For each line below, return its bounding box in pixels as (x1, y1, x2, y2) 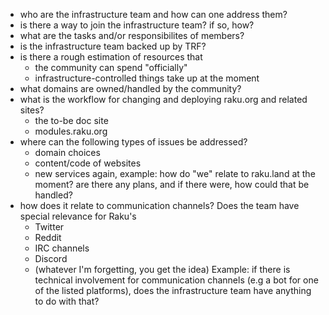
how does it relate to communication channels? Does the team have (19, 200, 300, 211)
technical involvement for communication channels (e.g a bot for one (34, 274, 319, 286)
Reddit (34, 232, 62, 243)
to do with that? (34, 295, 100, 307)
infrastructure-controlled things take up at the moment (34, 72, 260, 84)
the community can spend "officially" (34, 62, 188, 73)
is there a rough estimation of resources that (19, 51, 203, 63)
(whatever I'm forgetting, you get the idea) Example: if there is (34, 264, 291, 275)
